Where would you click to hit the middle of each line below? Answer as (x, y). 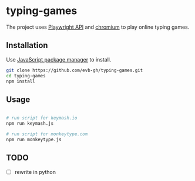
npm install (21, 81)
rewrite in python (35, 172)
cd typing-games (26, 76)
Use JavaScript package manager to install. (59, 59)
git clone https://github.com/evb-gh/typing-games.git (75, 70)
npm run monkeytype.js (34, 139)
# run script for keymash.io (42, 118)
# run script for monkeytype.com (47, 134)
